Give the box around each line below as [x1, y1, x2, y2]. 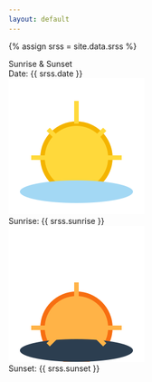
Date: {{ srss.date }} [8, 68, 83, 79]
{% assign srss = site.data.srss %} [8, 41, 138, 52]
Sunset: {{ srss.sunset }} [8, 363, 100, 374]
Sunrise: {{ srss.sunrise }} [8, 215, 105, 226]
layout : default [8, 15, 70, 24]
